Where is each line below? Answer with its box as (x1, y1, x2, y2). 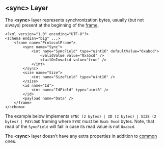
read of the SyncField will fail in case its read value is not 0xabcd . (5, 123, 136, 129)
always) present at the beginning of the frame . (5, 22, 99, 28)
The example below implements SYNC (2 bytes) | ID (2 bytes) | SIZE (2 (5, 113, 157, 119)
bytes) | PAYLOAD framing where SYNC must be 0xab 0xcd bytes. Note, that (5, 118, 155, 124)
